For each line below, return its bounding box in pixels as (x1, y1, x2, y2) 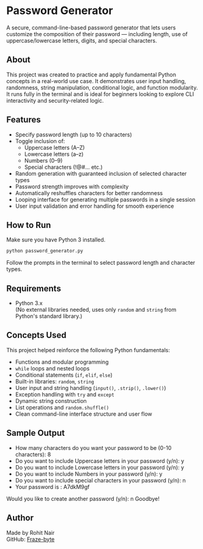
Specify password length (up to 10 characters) (15, 131, 133, 138)
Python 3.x (15, 300, 43, 307)
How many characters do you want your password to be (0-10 (15, 444, 172, 451)
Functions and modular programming (15, 358, 109, 366)
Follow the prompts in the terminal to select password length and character (6, 259, 196, 267)
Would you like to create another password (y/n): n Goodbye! (6, 495, 160, 502)
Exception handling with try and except (15, 391, 115, 398)
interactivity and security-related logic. (6, 97, 104, 104)
